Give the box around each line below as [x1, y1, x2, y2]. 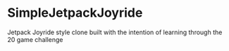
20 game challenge [7, 35, 63, 43]
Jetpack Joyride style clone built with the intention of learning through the [7, 28, 223, 36]
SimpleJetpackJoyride [7, 5, 143, 21]
